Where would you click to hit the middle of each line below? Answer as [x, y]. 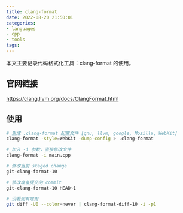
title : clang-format [32, 12]
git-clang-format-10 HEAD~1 [41, 188]
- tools [16, 40]
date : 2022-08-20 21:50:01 [40, 17]
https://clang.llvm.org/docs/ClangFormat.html [62, 98]
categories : [21, 23]
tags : [13, 46]
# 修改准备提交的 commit [34, 182]
